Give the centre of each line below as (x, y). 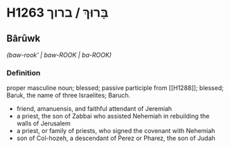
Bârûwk (24, 38)
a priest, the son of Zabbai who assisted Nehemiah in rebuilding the (113, 116)
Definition (24, 73)
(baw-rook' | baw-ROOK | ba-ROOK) (59, 55)
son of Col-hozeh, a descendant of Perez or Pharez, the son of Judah (116, 138)
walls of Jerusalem (43, 123)
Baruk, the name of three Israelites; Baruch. (69, 96)
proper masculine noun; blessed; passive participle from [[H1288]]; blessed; (115, 88)
